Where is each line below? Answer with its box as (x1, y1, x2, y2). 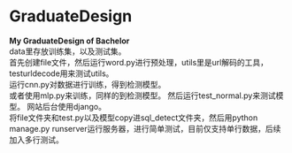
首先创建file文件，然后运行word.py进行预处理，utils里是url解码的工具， (9, 57, 268, 67)
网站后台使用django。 (26, 101, 107, 111)
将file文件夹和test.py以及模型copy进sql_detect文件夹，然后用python (9, 112, 258, 123)
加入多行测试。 (9, 134, 64, 145)
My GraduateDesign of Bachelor (9, 35, 130, 46)
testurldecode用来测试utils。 (9, 68, 114, 79)
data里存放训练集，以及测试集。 (9, 46, 127, 57)
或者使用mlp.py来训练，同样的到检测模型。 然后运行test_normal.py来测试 (9, 90, 276, 101)
